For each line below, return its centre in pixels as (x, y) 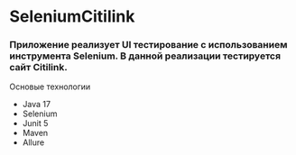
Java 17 (37, 105)
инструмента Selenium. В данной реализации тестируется (145, 56)
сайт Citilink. (38, 68)
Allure (33, 142)
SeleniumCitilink (72, 17)
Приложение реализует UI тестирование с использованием (148, 45)
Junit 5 (35, 123)
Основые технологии (50, 87)
